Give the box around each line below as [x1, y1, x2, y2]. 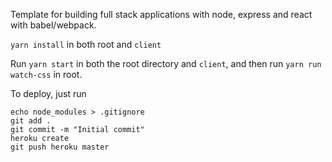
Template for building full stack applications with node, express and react [10, 9, 313, 20]
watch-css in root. [10, 69, 83, 80]
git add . [10, 116, 52, 126]
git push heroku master [10, 142, 110, 152]
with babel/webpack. [10, 19, 97, 31]
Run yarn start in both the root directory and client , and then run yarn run [10, 58, 322, 69]
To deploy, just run [10, 88, 87, 99]
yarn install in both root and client [10, 39, 162, 50]
